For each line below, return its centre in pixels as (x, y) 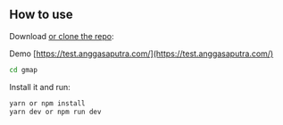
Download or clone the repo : (62, 36)
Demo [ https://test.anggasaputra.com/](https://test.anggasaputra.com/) (141, 54)
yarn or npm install (48, 103)
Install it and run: (40, 87)
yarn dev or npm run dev (55, 112)
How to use (41, 15)
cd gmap (24, 70)
